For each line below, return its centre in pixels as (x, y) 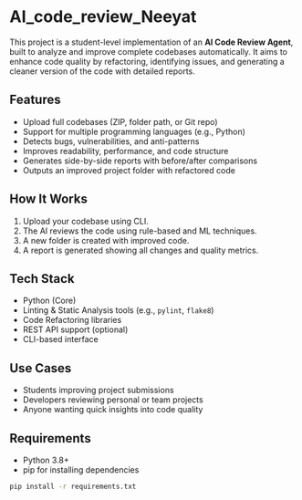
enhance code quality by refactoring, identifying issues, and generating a (147, 61)
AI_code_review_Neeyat (103, 17)
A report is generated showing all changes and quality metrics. (141, 250)
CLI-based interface (60, 339)
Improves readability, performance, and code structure (125, 151)
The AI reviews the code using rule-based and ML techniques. (140, 231)
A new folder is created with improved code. (106, 240)
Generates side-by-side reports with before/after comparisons (140, 161)
